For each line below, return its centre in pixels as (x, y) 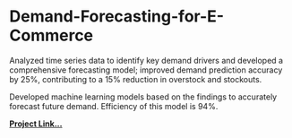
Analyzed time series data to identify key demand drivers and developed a (146, 60)
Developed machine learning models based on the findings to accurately (143, 97)
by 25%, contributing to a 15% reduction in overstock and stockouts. (136, 79)
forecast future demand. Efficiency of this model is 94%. (114, 106)
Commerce (52, 35)
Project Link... (36, 124)
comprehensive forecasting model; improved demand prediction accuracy (146, 70)
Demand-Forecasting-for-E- (117, 17)
